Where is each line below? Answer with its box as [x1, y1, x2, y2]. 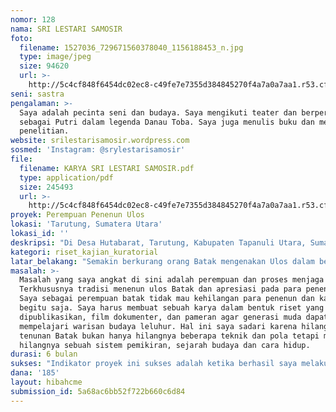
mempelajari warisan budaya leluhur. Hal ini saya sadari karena [19, 321, 298, 331]
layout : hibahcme [10, 377, 83, 387]
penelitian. [19, 126, 70, 136]
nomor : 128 [10, 14, 56, 25]
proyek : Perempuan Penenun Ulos [10, 210, 145, 220]
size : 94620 [19, 61, 70, 71]
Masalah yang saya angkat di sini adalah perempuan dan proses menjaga [19, 275, 325, 285]
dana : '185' [10, 368, 60, 378]
